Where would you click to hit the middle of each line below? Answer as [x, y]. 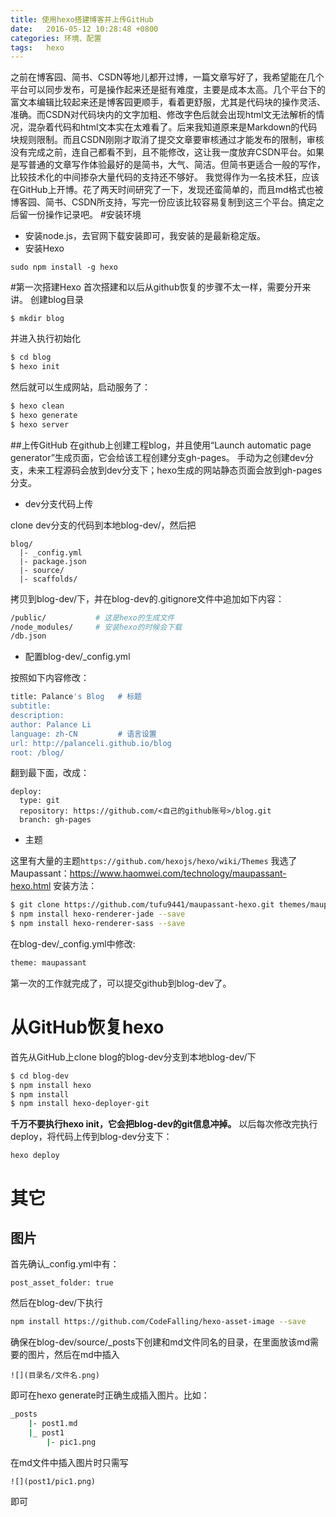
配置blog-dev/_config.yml [77, 657]
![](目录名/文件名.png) [55, 1376]
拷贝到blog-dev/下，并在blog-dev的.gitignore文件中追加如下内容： [147, 598]
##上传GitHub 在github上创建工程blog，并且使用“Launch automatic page [161, 445]
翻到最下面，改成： [50, 773]
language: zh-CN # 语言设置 [83, 734]
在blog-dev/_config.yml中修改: [73, 944]
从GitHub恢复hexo [87, 1027]
